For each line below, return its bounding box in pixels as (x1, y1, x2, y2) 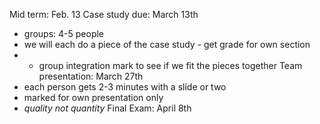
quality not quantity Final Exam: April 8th (23, 102, 192, 114)
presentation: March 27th (38, 70, 144, 82)
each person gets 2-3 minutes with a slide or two (23, 81, 227, 93)
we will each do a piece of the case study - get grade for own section (23, 39, 311, 50)
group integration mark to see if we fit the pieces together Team (38, 60, 303, 71)
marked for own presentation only (23, 92, 164, 103)
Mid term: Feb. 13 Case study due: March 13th (9, 9, 199, 20)
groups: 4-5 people (23, 28, 105, 39)
